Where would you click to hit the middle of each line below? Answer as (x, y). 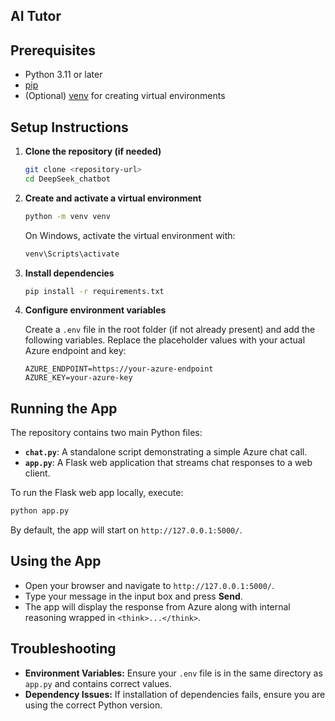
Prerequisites (53, 50)
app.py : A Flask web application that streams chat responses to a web (168, 463)
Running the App (64, 408)
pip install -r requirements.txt (94, 291)
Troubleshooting (63, 649)
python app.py (40, 511)
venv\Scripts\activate (72, 254)
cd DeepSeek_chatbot (67, 179)
